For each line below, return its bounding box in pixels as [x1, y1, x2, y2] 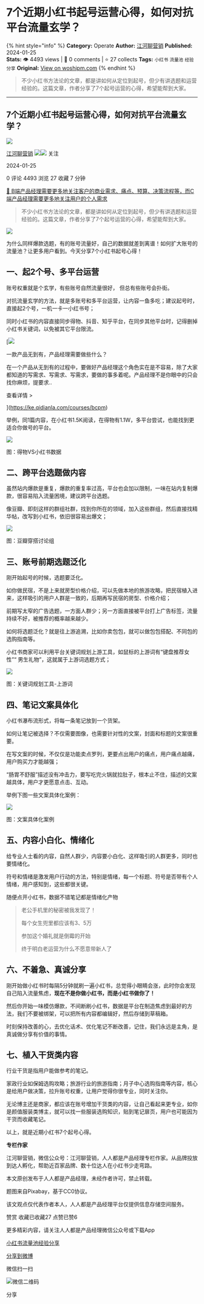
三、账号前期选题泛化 [6, 556, 86, 567]
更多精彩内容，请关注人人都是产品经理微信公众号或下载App [6, 1226, 155, 1234]
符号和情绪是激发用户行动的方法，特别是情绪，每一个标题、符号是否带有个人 [6, 873, 198, 880]
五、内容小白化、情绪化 [6, 835, 94, 845]
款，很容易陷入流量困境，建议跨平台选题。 [6, 493, 113, 500]
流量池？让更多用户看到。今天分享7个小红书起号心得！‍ [6, 247, 143, 254]
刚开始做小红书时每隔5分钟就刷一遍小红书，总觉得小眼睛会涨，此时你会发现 [6, 981, 196, 989]
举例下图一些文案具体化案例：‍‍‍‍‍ [6, 791, 81, 799]
